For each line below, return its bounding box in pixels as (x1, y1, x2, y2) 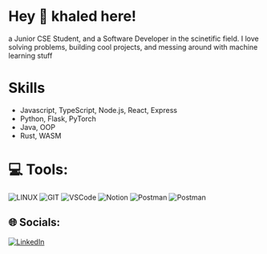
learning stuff (8, 50, 53, 60)
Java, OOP (19, 122, 56, 131)
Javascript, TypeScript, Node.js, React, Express (19, 105, 178, 115)
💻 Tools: (8, 160, 68, 179)
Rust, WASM (19, 131, 62, 140)
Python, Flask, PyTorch (19, 114, 96, 123)
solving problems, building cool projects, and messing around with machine (8, 42, 258, 51)
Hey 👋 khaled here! (8, 7, 137, 26)
